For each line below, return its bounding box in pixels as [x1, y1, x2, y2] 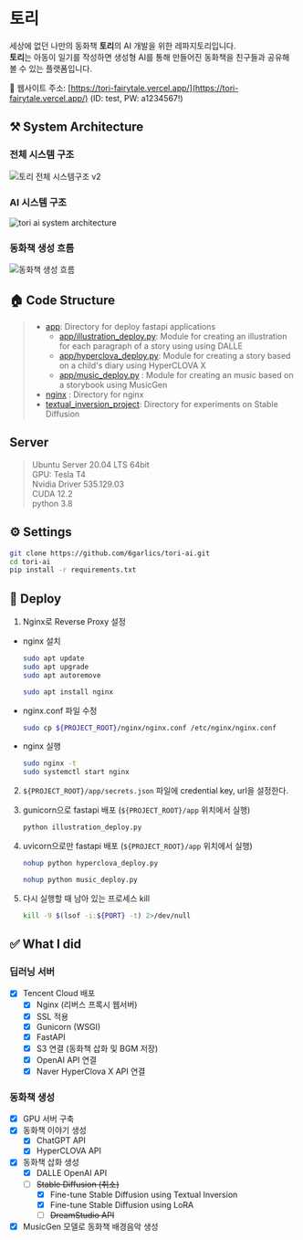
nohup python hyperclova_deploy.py [22, 859, 159, 868]
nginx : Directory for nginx [45, 389, 144, 400]
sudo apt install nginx [22, 687, 114, 697]
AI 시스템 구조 [9, 195, 67, 208]
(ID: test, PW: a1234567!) [89, 92, 184, 103]
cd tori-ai [9, 557, 51, 566]
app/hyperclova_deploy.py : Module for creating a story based [58, 351, 291, 362]
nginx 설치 [22, 636, 61, 646]
